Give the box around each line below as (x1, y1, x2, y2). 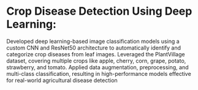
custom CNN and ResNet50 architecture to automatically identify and (6, 44, 181, 51)
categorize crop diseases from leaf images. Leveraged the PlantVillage (6, 50, 185, 58)
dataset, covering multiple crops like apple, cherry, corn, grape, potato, (6, 57, 186, 64)
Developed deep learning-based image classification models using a (6, 37, 180, 45)
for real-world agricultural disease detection (6, 77, 118, 84)
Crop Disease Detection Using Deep (6, 4, 192, 18)
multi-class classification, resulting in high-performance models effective (6, 70, 191, 77)
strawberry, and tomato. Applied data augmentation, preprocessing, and (6, 63, 189, 71)
